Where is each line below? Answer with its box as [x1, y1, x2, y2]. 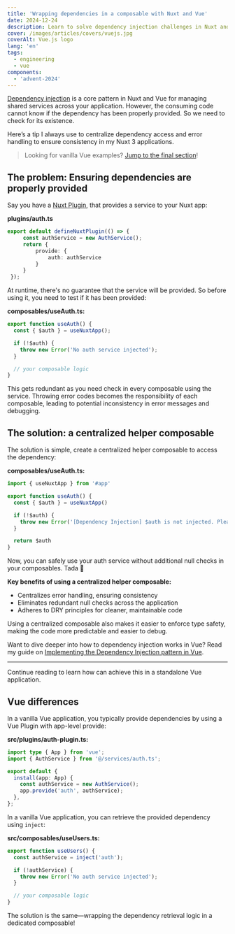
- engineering [13, 56, 55, 63]
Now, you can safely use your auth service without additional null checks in [7, 556, 225, 565]
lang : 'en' [7, 43, 39, 50]
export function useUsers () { [7, 847, 96, 854]
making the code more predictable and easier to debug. [7, 627, 168, 635]
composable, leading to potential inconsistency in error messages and [7, 399, 210, 408]
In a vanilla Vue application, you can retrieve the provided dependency [7, 812, 211, 821]
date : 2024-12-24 [7, 17, 58, 24]
